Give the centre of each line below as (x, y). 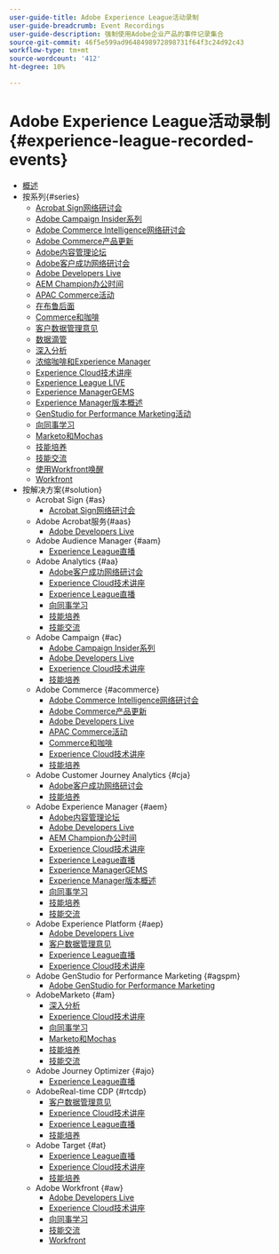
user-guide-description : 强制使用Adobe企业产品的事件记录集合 (116, 34)
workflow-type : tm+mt (49, 51)
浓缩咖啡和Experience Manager (93, 361)
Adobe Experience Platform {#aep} (100, 924)
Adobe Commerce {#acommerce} (97, 689)
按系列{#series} (51, 196)
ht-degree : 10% (37, 67)
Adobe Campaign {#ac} (79, 637)
